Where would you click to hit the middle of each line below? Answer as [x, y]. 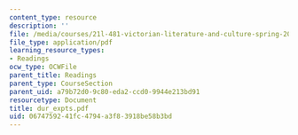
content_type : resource [53, 17]
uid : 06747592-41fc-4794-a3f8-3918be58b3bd [91, 116]
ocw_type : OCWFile [43, 67]
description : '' [39, 26]
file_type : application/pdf [61, 42]
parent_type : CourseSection [61, 83]
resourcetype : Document [53, 100]
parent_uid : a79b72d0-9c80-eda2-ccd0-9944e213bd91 [105, 91]
